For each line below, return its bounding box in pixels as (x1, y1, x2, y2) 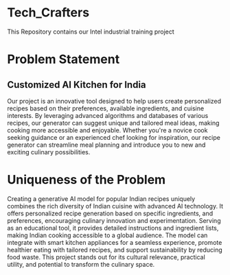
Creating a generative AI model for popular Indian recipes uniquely (7, 194, 196, 203)
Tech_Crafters (7, 5, 90, 21)
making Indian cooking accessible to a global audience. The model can (7, 231, 208, 239)
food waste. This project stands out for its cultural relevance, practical (7, 252, 206, 261)
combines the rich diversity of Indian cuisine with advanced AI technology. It (7, 202, 223, 210)
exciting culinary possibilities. (7, 147, 91, 156)
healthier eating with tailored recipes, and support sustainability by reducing (7, 246, 223, 254)
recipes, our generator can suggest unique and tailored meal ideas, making (7, 119, 220, 127)
